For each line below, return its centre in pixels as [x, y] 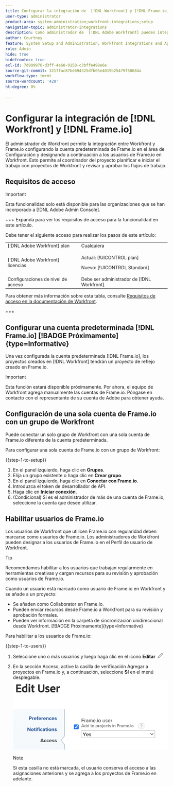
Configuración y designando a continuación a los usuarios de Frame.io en [84, 154]
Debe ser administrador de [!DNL [116, 279]
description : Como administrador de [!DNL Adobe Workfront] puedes [80, 33]
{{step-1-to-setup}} [26, 460]
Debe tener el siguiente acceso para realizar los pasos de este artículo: [81, 235]
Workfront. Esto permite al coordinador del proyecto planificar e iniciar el [83, 160]
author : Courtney [24, 38]
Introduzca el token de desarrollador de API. [59, 486]
